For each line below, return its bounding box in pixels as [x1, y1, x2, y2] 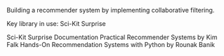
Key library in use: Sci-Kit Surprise [6, 20, 106, 27]
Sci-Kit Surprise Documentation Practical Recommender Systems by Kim [6, 33, 218, 41]
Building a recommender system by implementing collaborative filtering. [6, 6, 215, 14]
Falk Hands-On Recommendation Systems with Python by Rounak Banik [6, 41, 216, 48]
